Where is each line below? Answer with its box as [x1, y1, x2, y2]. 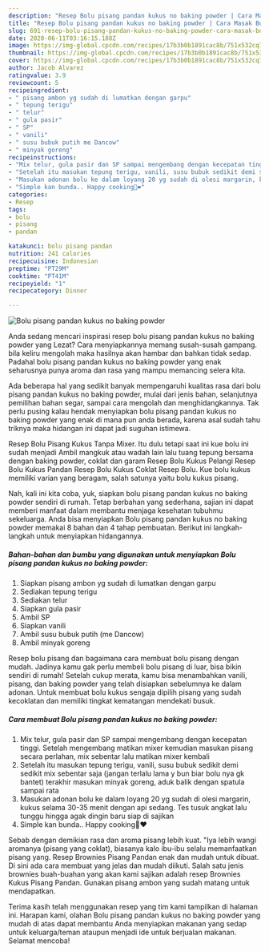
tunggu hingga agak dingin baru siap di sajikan [19, 811, 175, 821]
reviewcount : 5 [8, 79, 59, 87]
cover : [8, 57, 30, 65]
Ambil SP [19, 612, 50, 622]
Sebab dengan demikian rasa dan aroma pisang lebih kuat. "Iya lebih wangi [8, 835, 257, 845]
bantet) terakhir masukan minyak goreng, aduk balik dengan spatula [19, 777, 245, 787]
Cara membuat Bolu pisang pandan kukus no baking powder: [8, 714, 218, 724]
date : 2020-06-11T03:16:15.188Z [8, 34, 116, 42]
